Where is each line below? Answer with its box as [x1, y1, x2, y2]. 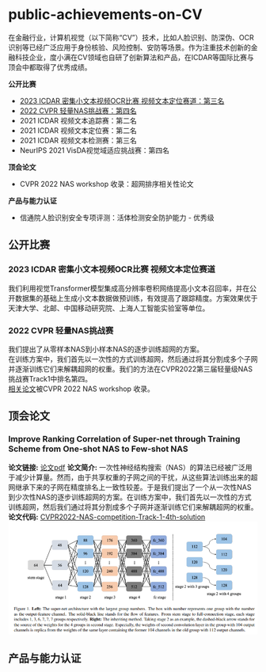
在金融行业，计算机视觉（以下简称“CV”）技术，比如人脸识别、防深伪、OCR [8, 32, 255, 42]
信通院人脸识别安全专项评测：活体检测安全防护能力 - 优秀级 [19, 212, 215, 222]
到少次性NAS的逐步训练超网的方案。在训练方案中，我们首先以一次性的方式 [8, 492, 252, 502]
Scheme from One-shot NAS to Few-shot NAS [8, 443, 188, 454]
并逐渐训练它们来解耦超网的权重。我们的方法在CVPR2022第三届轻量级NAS [8, 364, 253, 374]
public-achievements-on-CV [8, 6, 203, 24]
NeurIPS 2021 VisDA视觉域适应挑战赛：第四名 [19, 145, 170, 155]
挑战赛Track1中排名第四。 [8, 374, 93, 383]
